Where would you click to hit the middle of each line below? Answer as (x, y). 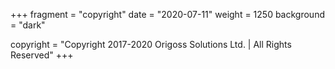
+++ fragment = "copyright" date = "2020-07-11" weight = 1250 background (167, 14)
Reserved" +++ (42, 55)
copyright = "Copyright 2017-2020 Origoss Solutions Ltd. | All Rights (151, 44)
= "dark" (28, 25)
